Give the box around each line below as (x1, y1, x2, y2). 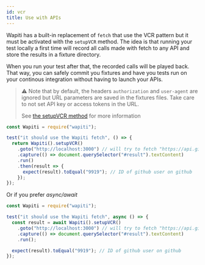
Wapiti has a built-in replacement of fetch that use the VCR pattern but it (6, 31, 189, 38)
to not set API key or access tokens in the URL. (21, 100, 139, 107)
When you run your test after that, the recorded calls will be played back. (6, 62, 190, 70)
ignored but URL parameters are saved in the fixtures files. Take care (21, 94, 195, 101)
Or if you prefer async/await (6, 191, 78, 199)
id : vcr (6, 9, 26, 15)
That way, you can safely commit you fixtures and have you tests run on (6, 69, 187, 76)
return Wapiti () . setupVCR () (12, 141, 84, 147)
